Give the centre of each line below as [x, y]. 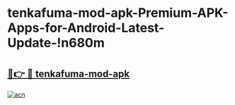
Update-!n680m [56, 43]
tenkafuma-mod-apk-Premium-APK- [118, 13]
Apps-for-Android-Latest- [86, 28]
